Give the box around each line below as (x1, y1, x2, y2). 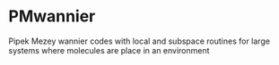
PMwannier (8, 6, 96, 27)
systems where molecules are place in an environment (8, 45, 210, 55)
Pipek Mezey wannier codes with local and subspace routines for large (8, 36, 271, 46)
